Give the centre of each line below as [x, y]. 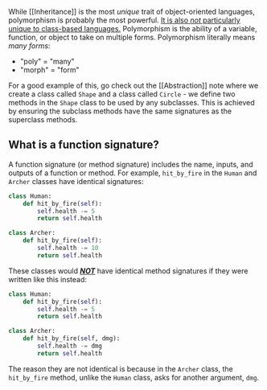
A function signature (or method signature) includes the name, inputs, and [131, 164]
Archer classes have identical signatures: [76, 181]
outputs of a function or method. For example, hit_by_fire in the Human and [133, 173]
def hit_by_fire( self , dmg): [72, 339]
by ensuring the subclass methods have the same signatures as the [120, 111]
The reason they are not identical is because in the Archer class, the [121, 368]
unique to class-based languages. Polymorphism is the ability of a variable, [133, 29]
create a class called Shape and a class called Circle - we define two [122, 94]
